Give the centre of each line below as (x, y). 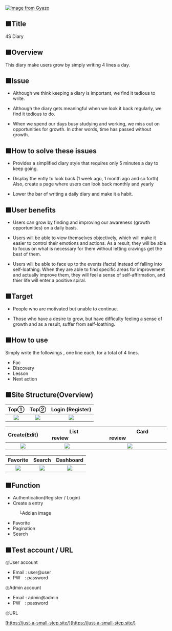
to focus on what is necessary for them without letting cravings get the (87, 249)
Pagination (24, 529)
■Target (19, 296)
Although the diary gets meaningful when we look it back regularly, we (87, 109)
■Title (16, 24)
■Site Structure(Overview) (49, 395)
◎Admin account (23, 588)
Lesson (20, 373)
